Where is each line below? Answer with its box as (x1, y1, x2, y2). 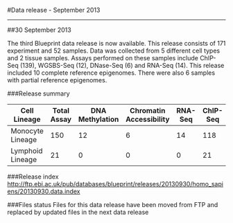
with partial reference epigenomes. (7, 76, 107, 84)
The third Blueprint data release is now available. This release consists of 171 (7, 39, 226, 47)
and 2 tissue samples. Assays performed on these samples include (7, 54, 199, 62)
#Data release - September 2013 (7, 6, 101, 14)
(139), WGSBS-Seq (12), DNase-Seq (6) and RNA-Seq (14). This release (19, 62, 225, 69)
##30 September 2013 (7, 26, 71, 34)
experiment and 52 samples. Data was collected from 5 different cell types (7, 46, 221, 55)
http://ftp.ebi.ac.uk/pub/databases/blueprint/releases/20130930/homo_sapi (7, 179, 224, 188)
